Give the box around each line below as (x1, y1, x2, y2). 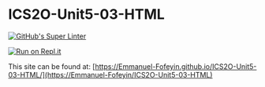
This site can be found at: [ (8, 61, 95, 71)
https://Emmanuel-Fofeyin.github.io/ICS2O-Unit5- (94, 61, 257, 71)
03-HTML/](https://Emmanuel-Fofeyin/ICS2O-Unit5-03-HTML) (8, 70, 213, 79)
